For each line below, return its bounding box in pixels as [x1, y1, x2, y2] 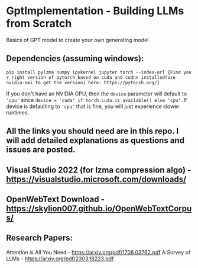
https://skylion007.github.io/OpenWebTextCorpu [6, 203, 192, 213]
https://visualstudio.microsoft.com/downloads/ [6, 174, 187, 184]
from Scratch [6, 17, 72, 30]
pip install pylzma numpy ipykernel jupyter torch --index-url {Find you [6, 69, 192, 75]
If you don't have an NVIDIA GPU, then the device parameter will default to [6, 90, 187, 97]
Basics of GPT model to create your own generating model [6, 36, 149, 43]
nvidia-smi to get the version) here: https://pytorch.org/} [6, 79, 160, 85]
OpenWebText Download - [6, 194, 105, 204]
